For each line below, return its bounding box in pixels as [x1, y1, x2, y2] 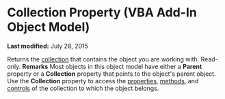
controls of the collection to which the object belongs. [7, 84, 159, 92]
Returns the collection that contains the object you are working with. [7, 55, 200, 63]
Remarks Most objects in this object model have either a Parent [22, 62, 202, 70]
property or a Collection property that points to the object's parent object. [7, 70, 217, 78]
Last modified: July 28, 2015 [7, 42, 89, 50]
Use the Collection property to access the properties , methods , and [7, 76, 199, 85]
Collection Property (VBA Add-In [7, 5, 197, 20]
